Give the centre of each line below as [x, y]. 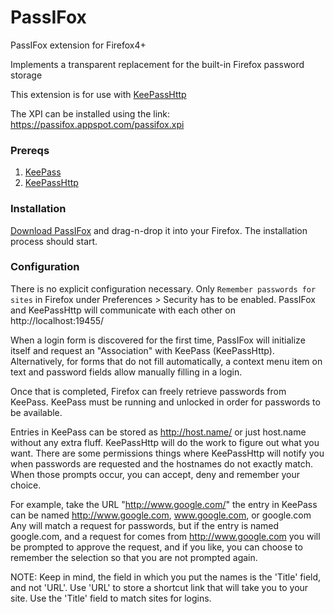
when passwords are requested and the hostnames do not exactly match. [161, 463]
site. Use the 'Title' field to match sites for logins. [111, 598]
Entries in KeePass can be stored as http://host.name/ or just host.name [158, 432]
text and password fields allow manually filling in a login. [126, 372]
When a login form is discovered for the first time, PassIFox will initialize [158, 340]
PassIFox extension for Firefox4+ [78, 45]
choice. [26, 485]
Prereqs [30, 150]
